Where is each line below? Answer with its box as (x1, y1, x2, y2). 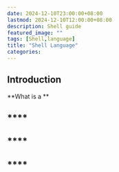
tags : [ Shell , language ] (7, 36, 76, 43)
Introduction (7, 74, 62, 86)
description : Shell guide (7, 23, 81, 30)
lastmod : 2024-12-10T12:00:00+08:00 (7, 17, 112, 23)
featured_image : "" (7, 29, 63, 36)
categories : (7, 49, 41, 56)
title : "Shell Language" (7, 42, 78, 49)
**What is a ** (7, 92, 50, 100)
